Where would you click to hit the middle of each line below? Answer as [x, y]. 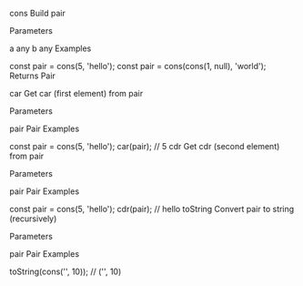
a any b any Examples [50, 48]
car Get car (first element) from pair [76, 93]
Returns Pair [33, 76]
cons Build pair [37, 13]
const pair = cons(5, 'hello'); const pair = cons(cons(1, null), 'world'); [138, 66]
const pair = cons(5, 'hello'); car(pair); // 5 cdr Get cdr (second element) [145, 146]
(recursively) [33, 219]
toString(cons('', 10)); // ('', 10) [66, 271]
